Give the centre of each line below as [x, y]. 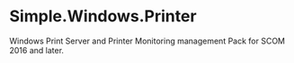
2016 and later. [37, 50]
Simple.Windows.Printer [103, 16]
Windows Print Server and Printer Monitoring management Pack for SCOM [147, 41]
